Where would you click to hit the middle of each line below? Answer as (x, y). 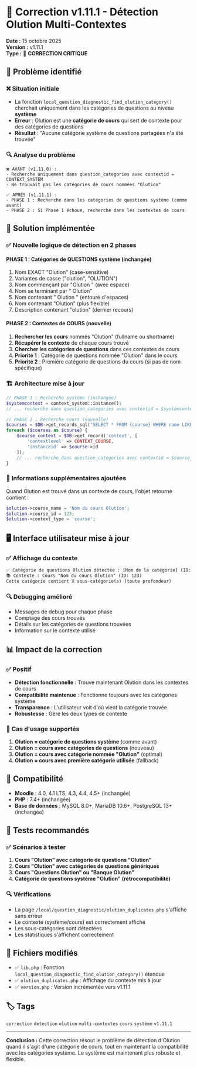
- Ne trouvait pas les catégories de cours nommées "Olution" (84, 184)
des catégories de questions (49, 127)
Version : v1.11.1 (25, 47)
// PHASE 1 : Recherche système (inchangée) (61, 398)
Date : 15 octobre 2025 (34, 41)
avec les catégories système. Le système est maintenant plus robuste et (93, 1053)
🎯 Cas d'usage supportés (43, 729)
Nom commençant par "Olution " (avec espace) (72, 285)
